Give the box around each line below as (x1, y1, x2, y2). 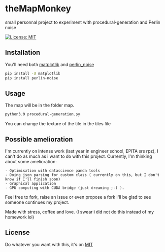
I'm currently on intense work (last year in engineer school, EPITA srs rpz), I (5, 148, 159, 154)
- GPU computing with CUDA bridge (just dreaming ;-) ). (5, 185, 125, 190)
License (5, 228, 30, 237)
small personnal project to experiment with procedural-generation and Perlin (5, 19, 161, 25)
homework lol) (5, 214, 34, 220)
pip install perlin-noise (5, 75, 58, 80)
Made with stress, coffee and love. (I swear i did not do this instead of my (5, 209, 154, 215)
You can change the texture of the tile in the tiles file (5, 121, 111, 127)
